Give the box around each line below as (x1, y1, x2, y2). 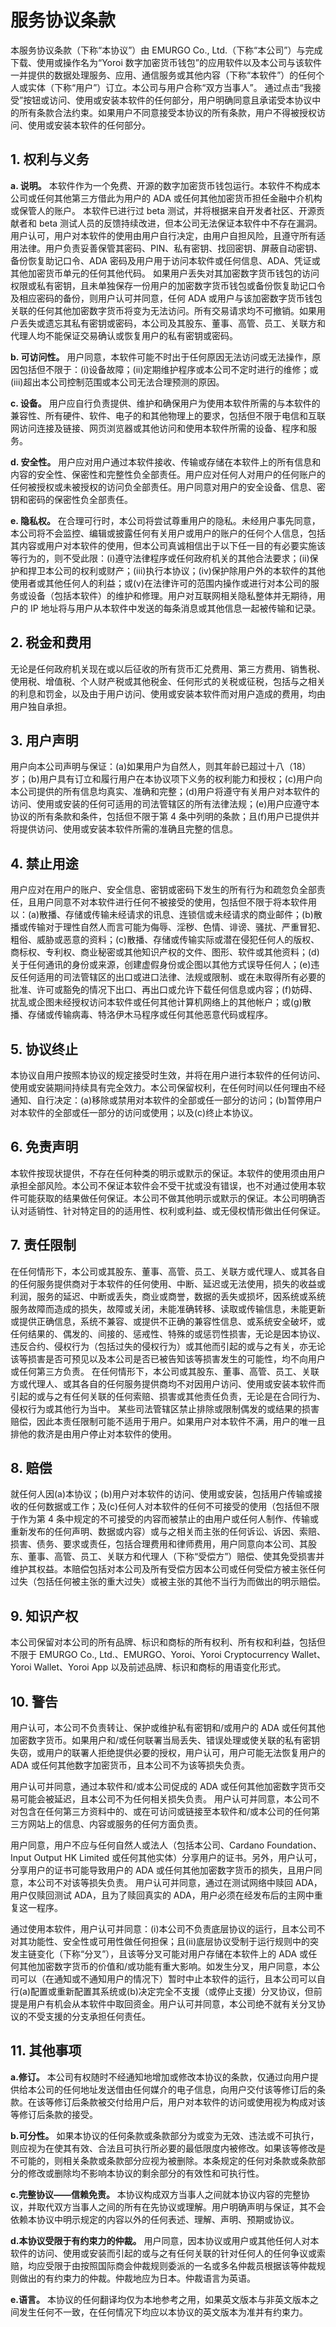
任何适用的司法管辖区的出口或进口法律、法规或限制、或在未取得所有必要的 (18, 971, 326, 983)
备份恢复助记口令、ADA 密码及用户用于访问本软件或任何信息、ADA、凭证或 (10, 254, 321, 266)
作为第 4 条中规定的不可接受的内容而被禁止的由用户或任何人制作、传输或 (18, 1513, 319, 1525)
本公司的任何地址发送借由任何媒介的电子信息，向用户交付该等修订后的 (27, 2083, 317, 2095)
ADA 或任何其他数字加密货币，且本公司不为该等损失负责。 (10, 1759, 250, 1771)
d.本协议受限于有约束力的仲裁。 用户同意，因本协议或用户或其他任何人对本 (10, 2234, 320, 2246)
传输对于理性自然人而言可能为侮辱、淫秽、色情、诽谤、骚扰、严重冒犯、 (27, 921, 326, 933)
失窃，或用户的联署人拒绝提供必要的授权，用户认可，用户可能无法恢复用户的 (10, 1747, 326, 1759)
